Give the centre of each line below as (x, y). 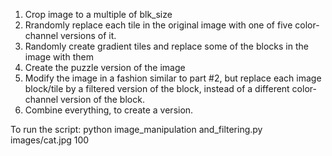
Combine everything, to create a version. (109, 110)
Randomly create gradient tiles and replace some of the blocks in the (166, 46)
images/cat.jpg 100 (50, 140)
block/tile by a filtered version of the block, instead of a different (157, 88)
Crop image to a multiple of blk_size (98, 14)
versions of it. (88, 35)
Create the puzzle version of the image (105, 67)
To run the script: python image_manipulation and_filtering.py (136, 129)
